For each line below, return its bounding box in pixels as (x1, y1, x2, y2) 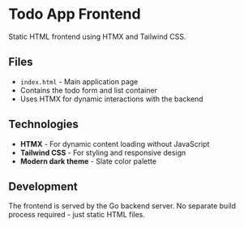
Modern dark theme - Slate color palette (19, 156, 156, 166)
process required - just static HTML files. (8, 210, 146, 220)
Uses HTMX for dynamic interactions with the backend (19, 94, 204, 104)
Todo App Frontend (8, 5, 141, 24)
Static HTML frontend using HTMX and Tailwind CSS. (8, 32, 186, 41)
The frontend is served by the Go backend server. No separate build (8, 201, 237, 211)
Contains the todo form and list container (19, 85, 158, 95)
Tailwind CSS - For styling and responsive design (19, 148, 186, 157)
